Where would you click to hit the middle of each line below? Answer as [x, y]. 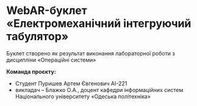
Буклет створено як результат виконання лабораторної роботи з [91, 53]
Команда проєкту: [31, 71]
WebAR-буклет [47, 11]
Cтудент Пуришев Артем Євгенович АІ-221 [71, 83]
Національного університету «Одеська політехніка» [83, 96]
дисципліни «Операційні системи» [51, 60]
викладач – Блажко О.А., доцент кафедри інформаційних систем [99, 90]
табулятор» [38, 37]
